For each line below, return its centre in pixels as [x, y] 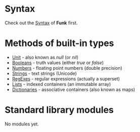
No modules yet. [22, 124]
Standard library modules [59, 110]
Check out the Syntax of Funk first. [41, 23]
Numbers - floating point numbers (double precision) [67, 68]
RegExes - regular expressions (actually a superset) [66, 78]
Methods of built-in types [59, 43]
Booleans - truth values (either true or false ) [58, 62]
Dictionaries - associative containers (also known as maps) [74, 90]
